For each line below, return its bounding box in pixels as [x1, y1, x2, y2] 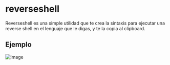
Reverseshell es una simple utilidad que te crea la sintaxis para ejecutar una [5, 20, 165, 26]
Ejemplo [5, 40, 32, 49]
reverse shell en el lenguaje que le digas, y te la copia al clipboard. [5, 25, 145, 31]
